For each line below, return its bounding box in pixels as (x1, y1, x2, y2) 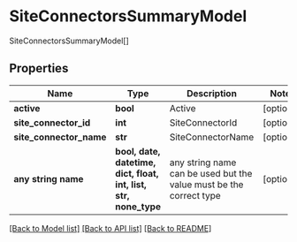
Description (187, 87, 237, 99)
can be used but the (169, 167, 253, 179)
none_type (114, 200, 162, 213)
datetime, (114, 156, 156, 169)
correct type (169, 189, 221, 201)
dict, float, (114, 167, 159, 179)
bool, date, (114, 145, 161, 157)
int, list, (114, 178, 148, 191)
